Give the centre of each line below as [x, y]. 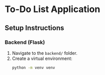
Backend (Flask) [25, 42]
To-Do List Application [52, 9]
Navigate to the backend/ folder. [44, 53]
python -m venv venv [33, 67]
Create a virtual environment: [42, 58]
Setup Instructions [34, 28]
